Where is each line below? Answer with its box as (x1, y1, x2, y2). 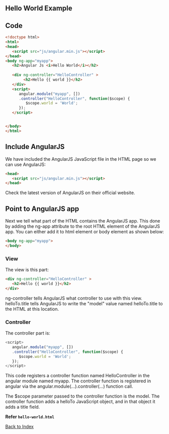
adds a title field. (5, 404, 40, 410)
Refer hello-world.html (5, 414, 55, 420)
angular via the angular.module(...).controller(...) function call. (5, 383, 133, 389)
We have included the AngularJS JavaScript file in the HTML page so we (5, 156, 156, 162)
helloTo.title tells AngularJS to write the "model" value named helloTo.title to (5, 300, 163, 306)
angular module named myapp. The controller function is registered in (5, 378, 151, 384)
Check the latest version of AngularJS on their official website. (5, 190, 136, 196)
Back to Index (5, 423, 34, 430)
